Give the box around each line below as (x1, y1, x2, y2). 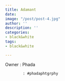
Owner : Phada (5, 61, 35, 67)
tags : (5, 39, 16, 44)
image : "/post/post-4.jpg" (5, 16, 61, 21)
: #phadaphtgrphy (23, 71, 58, 76)
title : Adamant (5, 7, 36, 12)
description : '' (5, 26, 38, 30)
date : (5, 12, 16, 17)
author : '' (5, 21, 28, 26)
